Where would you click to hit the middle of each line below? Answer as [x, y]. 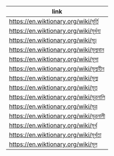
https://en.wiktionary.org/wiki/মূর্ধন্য [55, 31]
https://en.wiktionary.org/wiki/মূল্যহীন [57, 68]
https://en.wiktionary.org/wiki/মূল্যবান [57, 50]
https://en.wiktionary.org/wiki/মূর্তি [54, 21]
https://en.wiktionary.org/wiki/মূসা [54, 59]
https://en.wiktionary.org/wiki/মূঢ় [53, 40]
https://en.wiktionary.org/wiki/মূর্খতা [55, 135]
